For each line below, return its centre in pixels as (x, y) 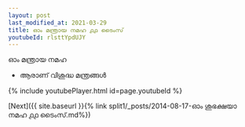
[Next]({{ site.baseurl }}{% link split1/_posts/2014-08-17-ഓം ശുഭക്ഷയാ (122, 106)
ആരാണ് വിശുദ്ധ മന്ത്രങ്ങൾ (63, 75)
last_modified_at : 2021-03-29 (58, 23)
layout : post (29, 15)
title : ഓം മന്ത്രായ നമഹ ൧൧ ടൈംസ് (66, 30)
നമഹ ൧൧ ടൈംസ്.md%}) (49, 115)
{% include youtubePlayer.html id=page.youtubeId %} (95, 91)
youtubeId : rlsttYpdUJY (47, 37)
